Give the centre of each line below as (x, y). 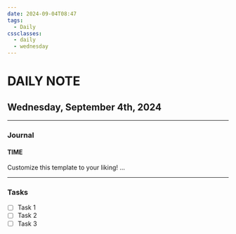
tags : (15, 20)
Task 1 (27, 207)
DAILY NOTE (44, 81)
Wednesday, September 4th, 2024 (84, 107)
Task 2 (27, 216)
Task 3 (27, 223)
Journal (21, 135)
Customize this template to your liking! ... (66, 168)
